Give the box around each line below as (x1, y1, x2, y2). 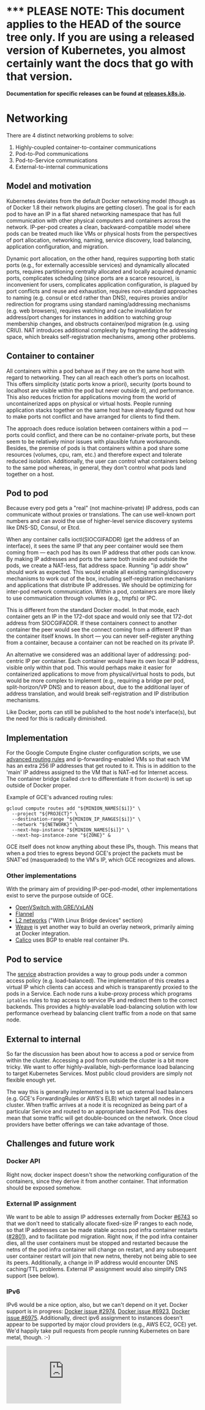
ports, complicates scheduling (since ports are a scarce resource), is (6, 274, 180, 282)
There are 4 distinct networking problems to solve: (6, 131, 134, 139)
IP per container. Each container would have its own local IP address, (25, 657, 199, 665)
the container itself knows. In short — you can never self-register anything (6, 632, 194, 640)
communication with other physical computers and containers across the (6, 217, 191, 224)
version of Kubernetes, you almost (6, 44, 186, 58)
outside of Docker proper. (6, 781, 72, 789)
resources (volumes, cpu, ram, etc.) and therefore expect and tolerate (6, 451, 182, 458)
